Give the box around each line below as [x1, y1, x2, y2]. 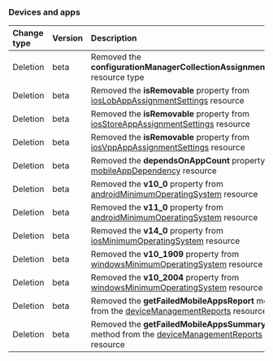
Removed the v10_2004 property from [90, 272, 240, 283]
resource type [90, 72, 145, 83]
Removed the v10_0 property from [90, 178, 223, 189]
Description [90, 33, 137, 44]
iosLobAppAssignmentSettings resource [90, 95, 245, 107]
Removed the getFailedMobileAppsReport [90, 295, 254, 307]
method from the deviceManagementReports [90, 328, 262, 340]
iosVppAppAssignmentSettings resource [90, 141, 245, 153]
